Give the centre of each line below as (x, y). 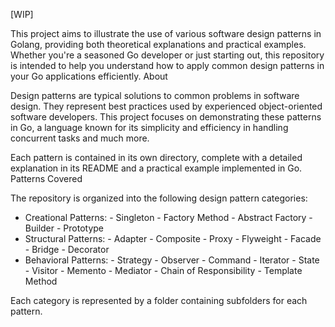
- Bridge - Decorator (67, 249)
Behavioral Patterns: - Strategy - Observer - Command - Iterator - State (172, 260)
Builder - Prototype (64, 228)
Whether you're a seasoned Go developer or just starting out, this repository (167, 55)
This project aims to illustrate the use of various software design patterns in (166, 33)
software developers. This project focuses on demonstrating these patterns (166, 117)
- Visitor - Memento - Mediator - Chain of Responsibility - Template (163, 270)
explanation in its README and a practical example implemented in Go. (156, 168)
